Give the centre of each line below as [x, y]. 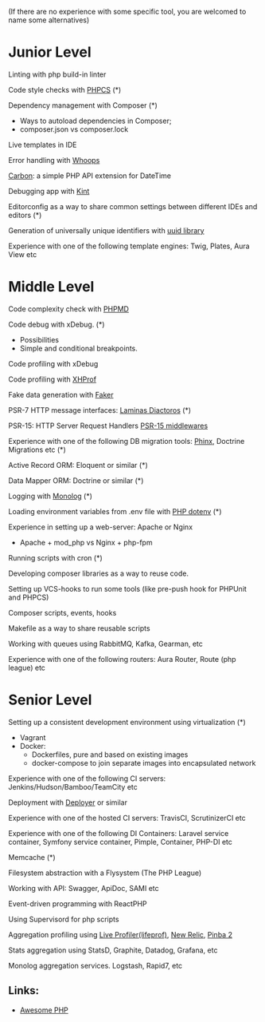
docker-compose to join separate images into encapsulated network [144, 763]
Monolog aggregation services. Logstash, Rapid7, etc [95, 965]
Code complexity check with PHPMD [69, 309]
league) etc [27, 667]
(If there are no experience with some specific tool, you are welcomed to [127, 12]
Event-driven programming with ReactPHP [78, 903]
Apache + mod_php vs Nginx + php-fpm [86, 542]
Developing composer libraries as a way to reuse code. [99, 573]
